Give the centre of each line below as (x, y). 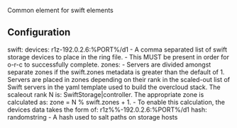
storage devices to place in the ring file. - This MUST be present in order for (118, 57)
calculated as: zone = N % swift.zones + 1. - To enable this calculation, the (116, 102)
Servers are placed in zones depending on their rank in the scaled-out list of (119, 79)
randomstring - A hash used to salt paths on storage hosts (93, 117)
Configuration (39, 32)
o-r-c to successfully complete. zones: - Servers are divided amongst (109, 64)
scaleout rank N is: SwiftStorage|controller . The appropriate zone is (106, 94)
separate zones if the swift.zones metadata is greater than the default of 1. (116, 72)
